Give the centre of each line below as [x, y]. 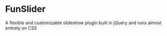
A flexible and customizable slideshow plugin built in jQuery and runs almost [83, 23]
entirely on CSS [21, 28]
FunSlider [25, 9]
